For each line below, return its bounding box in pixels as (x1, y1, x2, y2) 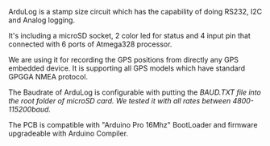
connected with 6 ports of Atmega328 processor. (8, 39, 172, 49)
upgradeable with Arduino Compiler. (8, 128, 129, 138)
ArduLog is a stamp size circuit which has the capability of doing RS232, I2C (8, 7, 263, 16)
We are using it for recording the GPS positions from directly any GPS (8, 55, 239, 64)
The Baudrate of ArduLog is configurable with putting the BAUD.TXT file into (8, 87, 262, 97)
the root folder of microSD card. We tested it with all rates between (8, 96, 231, 105)
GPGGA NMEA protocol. (8, 72, 89, 81)
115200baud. (8, 104, 51, 114)
